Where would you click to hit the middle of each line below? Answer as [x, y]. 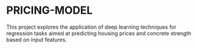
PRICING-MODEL [50, 10]
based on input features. [37, 39]
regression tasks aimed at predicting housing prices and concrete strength [99, 33]
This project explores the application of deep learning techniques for [91, 27]
